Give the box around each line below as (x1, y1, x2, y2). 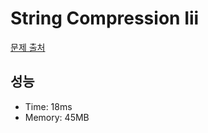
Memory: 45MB (24, 111, 90, 123)
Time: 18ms (24, 100, 73, 112)
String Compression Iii (10, 7, 200, 30)
